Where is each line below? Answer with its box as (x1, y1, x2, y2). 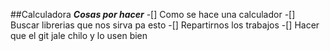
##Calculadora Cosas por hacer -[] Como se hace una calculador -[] (10, 9, 296, 20)
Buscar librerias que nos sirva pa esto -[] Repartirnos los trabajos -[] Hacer (10, 19, 320, 31)
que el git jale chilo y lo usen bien (10, 30, 148, 41)
